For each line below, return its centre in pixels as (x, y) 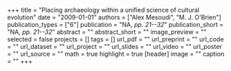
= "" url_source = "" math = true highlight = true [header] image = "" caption (116, 54)
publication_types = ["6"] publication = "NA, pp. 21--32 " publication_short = (115, 24)
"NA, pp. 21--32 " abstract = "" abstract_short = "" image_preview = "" (107, 32)
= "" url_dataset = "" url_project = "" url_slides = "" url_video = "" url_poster (115, 47)
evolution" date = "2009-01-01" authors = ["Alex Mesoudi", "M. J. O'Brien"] (114, 17)
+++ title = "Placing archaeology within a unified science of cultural (103, 10)
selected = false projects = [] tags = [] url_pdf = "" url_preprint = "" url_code (115, 39)
